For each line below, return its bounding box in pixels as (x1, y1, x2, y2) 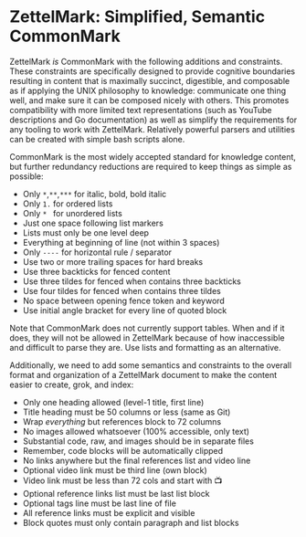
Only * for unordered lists (22, 207, 123, 218)
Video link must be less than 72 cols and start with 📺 (22, 475, 223, 486)
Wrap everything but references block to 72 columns (22, 416, 222, 426)
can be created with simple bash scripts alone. (9, 133, 185, 144)
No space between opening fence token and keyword (22, 295, 226, 306)
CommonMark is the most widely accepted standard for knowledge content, (9, 151, 297, 162)
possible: (9, 171, 44, 182)
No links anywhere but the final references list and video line (22, 455, 251, 466)
